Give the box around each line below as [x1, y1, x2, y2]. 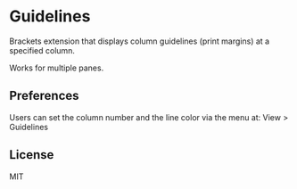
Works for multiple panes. [9, 62, 104, 73]
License [9, 147, 54, 162]
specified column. [9, 45, 76, 55]
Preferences [9, 88, 79, 103]
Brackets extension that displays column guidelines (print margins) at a [9, 36, 270, 46]
